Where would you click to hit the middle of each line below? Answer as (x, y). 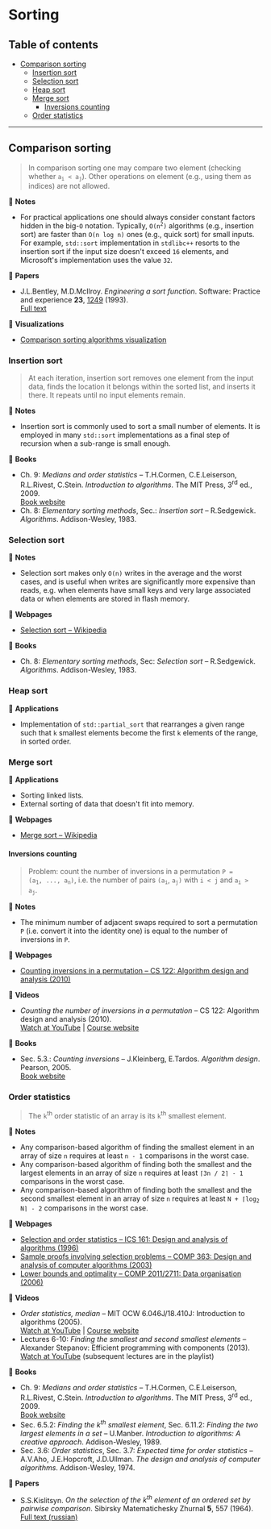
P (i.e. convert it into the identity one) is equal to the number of (124, 931)
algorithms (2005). (51, 1322)
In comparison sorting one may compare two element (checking (135, 168)
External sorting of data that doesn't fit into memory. (107, 804)
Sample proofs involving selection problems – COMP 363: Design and (135, 1256)
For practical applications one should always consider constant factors (138, 217)
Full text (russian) (49, 1517)
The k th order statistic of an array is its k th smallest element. (127, 1115)
